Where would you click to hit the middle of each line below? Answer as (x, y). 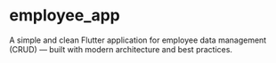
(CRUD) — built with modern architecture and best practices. (121, 49)
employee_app (65, 16)
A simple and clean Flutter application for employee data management (138, 40)
